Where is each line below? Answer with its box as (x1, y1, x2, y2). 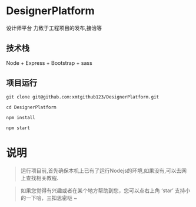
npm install (6, 114, 35, 120)
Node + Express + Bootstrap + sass (6, 59, 92, 66)
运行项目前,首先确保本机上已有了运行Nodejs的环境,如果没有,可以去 (20, 167, 182, 174)
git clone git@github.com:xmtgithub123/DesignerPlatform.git (6, 94, 160, 100)
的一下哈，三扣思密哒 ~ (20, 194, 78, 201)
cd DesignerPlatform (6, 104, 57, 110)
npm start (6, 125, 31, 131)
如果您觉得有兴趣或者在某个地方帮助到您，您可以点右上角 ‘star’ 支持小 (20, 187, 191, 194)
